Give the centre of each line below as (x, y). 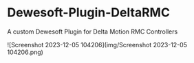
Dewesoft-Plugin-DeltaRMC (89, 13)
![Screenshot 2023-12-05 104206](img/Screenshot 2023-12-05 (97, 45)
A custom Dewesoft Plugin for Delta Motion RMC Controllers (93, 32)
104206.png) (25, 52)
